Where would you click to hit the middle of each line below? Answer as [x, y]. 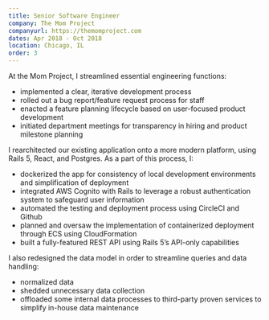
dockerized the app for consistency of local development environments [138, 174]
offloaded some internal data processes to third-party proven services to [141, 299]
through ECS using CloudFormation [78, 234]
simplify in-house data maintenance [79, 308]
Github [31, 217]
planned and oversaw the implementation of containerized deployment [137, 225]
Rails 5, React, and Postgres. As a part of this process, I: [101, 158]
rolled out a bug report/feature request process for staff [112, 100]
